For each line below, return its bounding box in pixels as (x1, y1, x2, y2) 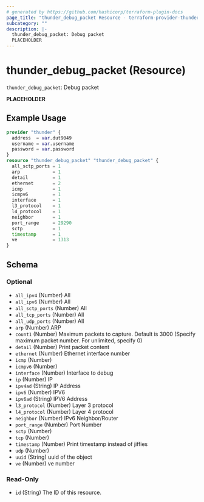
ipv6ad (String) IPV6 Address (15, 395, 88, 402)
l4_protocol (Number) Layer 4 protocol (15, 408, 114, 415)
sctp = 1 (12, 225, 61, 232)
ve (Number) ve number (15, 459, 75, 467)
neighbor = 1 (12, 214, 61, 220)
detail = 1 (12, 174, 61, 180)
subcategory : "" (6, 20, 47, 26)
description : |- (6, 26, 47, 32)
